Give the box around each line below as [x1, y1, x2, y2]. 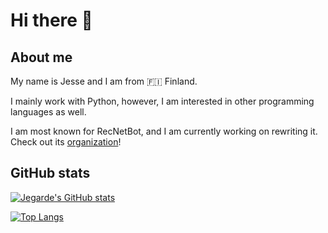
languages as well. [10, 106, 87, 118]
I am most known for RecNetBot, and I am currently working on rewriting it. [10, 125, 318, 137]
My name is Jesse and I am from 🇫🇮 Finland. [10, 75, 198, 87]
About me [10, 49, 73, 66]
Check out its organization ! [10, 136, 122, 148]
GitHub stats [10, 165, 91, 182]
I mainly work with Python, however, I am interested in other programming [10, 95, 315, 107]
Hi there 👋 [10, 9, 93, 32]
